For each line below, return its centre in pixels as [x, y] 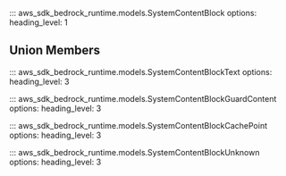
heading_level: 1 [39, 22]
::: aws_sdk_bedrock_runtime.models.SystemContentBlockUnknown [135, 152]
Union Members [55, 50]
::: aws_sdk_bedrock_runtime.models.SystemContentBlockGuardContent [143, 98]
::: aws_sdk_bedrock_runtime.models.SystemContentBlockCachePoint [139, 125]
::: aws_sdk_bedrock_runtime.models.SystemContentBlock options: [133, 13]
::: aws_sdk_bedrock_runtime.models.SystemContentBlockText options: [141, 71]
